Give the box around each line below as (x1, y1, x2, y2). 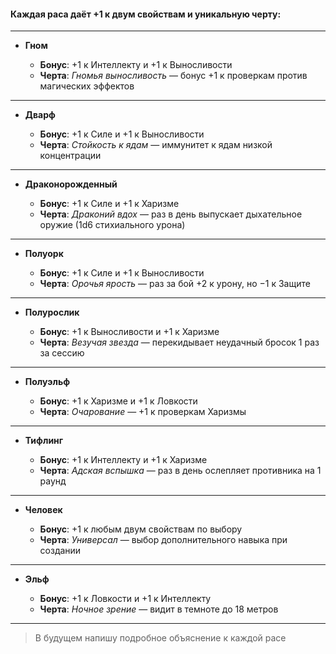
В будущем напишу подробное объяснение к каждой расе (34, 632, 287, 644)
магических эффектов (39, 80, 135, 92)
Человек (24, 504, 63, 516)
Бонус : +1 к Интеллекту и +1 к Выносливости (39, 59, 233, 71)
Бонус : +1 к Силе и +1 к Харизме (39, 198, 180, 210)
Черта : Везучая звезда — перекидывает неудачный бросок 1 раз (39, 336, 320, 349)
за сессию (39, 347, 85, 359)
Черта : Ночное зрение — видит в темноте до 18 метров (39, 603, 279, 615)
